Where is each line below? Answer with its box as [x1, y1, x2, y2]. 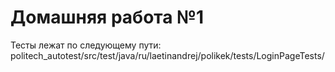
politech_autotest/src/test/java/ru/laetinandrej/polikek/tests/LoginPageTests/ [10, 49, 325, 61]
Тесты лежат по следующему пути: [10, 39, 162, 51]
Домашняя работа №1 [10, 6, 205, 29]
